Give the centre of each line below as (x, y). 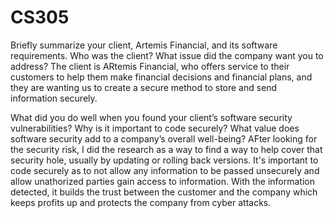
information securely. (54, 98)
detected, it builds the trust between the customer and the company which (164, 192)
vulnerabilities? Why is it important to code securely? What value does (155, 128)
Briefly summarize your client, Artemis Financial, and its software (144, 45)
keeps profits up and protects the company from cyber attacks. (141, 202)
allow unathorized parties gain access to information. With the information (162, 181)
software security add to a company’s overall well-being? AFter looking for (164, 138)
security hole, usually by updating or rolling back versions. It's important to (164, 160)
